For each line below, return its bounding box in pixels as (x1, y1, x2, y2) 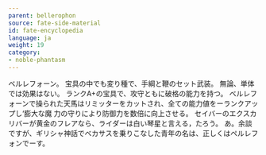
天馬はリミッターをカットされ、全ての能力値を (63, 99, 217, 108)
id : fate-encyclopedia (8, 26, 83, 34)
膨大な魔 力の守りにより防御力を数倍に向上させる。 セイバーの (23, 108, 229, 118)
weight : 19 (8, 41, 44, 49)
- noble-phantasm (8, 56, 66, 64)
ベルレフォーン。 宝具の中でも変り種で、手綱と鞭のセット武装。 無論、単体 (8, 79, 255, 88)
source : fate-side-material (8, 19, 102, 27)
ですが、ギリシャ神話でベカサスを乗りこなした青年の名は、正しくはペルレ (8, 128, 252, 138)
